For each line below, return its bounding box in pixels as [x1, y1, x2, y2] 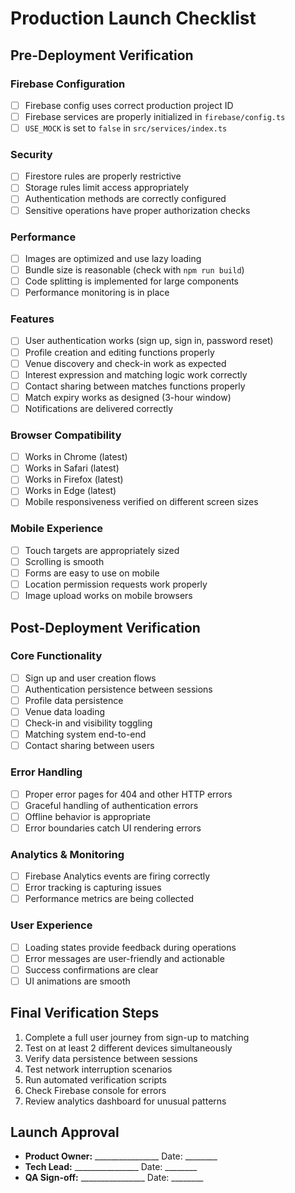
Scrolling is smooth [24, 555, 105, 567]
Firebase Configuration [10, 77, 126, 91]
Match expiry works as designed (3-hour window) [24, 391, 232, 403]
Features [10, 312, 55, 326]
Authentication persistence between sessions [24, 683, 213, 695]
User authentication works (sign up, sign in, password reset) [24, 335, 274, 347]
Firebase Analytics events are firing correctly [24, 870, 211, 882]
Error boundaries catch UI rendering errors [24, 822, 202, 834]
